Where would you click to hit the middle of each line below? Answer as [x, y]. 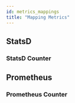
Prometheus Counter [37, 95]
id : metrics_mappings [33, 12]
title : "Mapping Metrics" [38, 17]
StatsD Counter [29, 58]
